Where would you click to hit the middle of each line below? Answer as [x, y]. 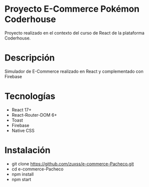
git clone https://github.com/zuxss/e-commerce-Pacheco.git [73, 164]
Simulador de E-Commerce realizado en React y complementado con [74, 71]
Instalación [28, 150]
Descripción [30, 58]
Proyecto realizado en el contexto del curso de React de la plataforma [74, 33]
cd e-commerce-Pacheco [37, 169]
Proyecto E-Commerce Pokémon [72, 9]
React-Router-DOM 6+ [34, 115]
